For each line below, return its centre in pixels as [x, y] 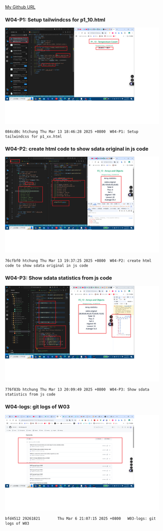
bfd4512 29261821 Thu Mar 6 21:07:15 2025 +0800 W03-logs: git [81, 519]
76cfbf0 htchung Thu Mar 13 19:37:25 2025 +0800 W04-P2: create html [78, 261]
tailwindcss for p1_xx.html [34, 137]
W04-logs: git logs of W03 [37, 407]
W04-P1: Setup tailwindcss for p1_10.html [55, 20]
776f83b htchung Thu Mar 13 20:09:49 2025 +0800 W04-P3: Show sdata [77, 390]
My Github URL [20, 7]
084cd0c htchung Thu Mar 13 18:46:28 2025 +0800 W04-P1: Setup [72, 132]
